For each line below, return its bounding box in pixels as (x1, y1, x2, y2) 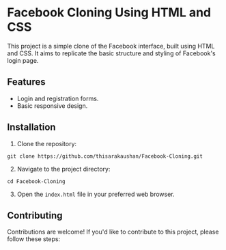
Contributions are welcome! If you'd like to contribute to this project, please (7, 227, 219, 236)
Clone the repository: (16, 139, 77, 148)
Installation (7, 122, 56, 133)
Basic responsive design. (16, 101, 88, 110)
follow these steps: (7, 235, 60, 243)
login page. (7, 56, 39, 64)
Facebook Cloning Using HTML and (7, 5, 212, 20)
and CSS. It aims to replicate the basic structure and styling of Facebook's (7, 49, 216, 57)
